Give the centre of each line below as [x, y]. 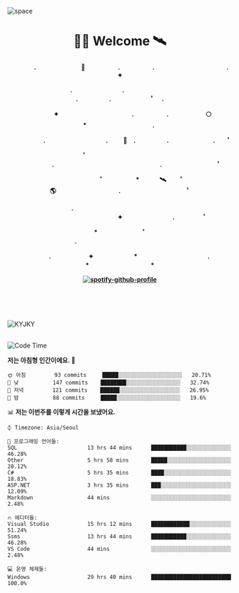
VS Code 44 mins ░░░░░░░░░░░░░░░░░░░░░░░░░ [119, 549]
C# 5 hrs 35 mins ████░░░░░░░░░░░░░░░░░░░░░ [119, 473]
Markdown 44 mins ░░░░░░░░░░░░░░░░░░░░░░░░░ [119, 498]
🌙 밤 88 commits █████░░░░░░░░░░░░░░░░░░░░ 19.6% [107, 398]
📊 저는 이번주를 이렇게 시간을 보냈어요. [62, 412]
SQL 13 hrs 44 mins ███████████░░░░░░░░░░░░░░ [119, 448]
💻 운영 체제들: [27, 569]
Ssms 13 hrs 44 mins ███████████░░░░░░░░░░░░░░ [119, 537]
